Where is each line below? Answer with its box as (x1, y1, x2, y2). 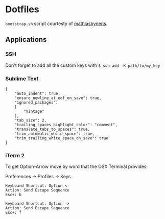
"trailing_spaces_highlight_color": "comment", (14, 122, 117, 127)
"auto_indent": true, (14, 91, 60, 96)
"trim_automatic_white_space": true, (14, 131, 95, 136)
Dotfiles (5, 4, 39, 15)
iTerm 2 (5, 152, 25, 159)
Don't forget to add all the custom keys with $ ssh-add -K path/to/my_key (5, 62, 160, 68)
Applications (5, 35, 47, 44)
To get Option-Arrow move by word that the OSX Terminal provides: (5, 163, 148, 169)
